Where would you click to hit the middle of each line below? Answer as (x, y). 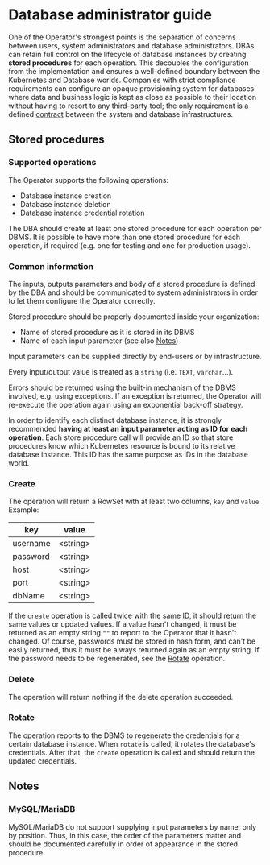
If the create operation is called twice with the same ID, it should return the (132, 616)
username (31, 544)
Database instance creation (66, 196)
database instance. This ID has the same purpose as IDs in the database (128, 454)
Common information (51, 266)
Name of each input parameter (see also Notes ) (99, 341)
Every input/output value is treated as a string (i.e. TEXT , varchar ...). (121, 371)
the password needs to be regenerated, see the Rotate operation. (117, 659)
